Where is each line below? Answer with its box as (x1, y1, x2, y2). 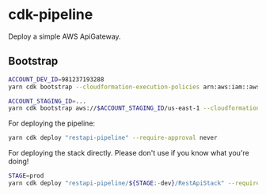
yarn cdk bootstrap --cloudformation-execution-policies (8, 83, 200, 91)
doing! (8, 156, 29, 167)
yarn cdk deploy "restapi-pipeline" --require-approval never (8, 134, 218, 142)
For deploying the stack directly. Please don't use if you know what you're (8, 148, 249, 158)
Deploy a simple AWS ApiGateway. (8, 32, 121, 41)
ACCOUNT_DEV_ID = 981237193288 (8, 75, 104, 84)
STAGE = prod (8, 172, 44, 180)
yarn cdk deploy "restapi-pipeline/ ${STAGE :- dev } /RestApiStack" (8, 179, 225, 187)
